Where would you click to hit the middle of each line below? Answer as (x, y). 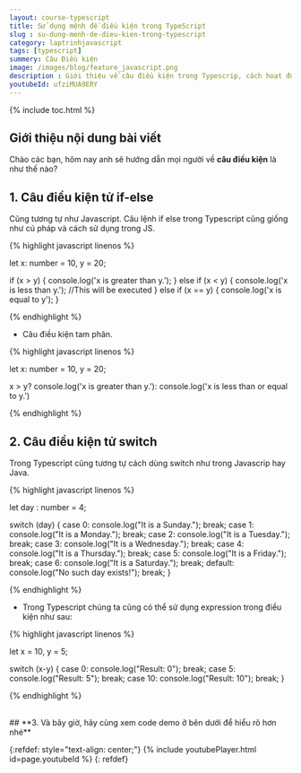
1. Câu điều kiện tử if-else (82, 197)
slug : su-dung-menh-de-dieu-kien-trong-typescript (107, 34)
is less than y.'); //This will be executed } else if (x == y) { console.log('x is (146, 290)
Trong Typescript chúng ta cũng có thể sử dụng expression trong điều (152, 607)
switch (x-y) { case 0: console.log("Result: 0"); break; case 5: (122, 669)
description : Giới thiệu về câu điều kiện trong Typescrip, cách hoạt (146, 76)
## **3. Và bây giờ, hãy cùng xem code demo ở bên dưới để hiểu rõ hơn (143, 723)
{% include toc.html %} (52, 109)
